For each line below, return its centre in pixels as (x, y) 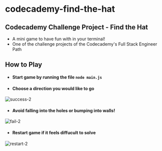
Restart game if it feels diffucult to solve (54, 132)
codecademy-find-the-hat (60, 9)
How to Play (24, 65)
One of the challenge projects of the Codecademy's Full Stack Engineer (85, 44)
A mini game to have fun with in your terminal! (59, 39)
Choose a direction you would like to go (53, 88)
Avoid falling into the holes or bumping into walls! (64, 110)
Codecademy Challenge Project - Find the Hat (77, 27)
